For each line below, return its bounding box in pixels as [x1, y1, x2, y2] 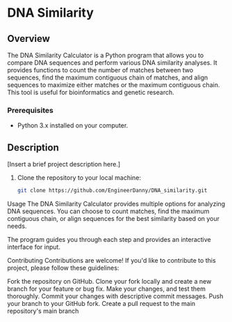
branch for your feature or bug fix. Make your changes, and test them [7, 284, 206, 293]
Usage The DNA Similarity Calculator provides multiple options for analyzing [7, 199, 226, 208]
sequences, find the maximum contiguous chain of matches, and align [7, 73, 208, 82]
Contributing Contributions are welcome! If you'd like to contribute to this [7, 256, 217, 264]
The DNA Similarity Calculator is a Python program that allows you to [7, 51, 204, 59]
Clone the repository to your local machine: [17, 174, 141, 182]
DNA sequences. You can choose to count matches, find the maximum [7, 207, 210, 215]
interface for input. [7, 243, 61, 251]
